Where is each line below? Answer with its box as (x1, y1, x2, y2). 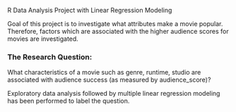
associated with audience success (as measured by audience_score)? (7, 75, 211, 84)
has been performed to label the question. (7, 97, 130, 105)
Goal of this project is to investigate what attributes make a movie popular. (7, 20, 223, 27)
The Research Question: (7, 52, 93, 62)
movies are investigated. (7, 35, 79, 43)
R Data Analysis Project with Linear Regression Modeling (7, 6, 172, 14)
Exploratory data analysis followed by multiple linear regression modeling (7, 89, 220, 98)
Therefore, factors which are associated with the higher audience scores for (7, 27, 229, 35)
